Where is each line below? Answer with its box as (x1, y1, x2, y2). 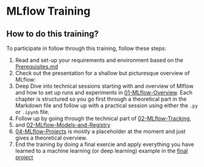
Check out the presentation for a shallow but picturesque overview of (15, 69, 191, 77)
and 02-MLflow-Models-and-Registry (15, 121, 111, 129)
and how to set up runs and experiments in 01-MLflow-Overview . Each (15, 89, 192, 96)
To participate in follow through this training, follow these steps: (6, 44, 167, 52)
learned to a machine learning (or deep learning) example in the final (15, 147, 188, 154)
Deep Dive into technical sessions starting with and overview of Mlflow (15, 82, 194, 90)
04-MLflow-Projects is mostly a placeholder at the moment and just (15, 128, 186, 135)
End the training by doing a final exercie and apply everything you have (15, 141, 194, 147)
